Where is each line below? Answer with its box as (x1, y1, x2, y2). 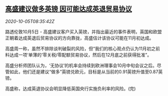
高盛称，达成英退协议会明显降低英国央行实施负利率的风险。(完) (5, 85, 136, 91)
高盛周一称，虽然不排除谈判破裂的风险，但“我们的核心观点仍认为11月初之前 (5, 45, 160, 51)
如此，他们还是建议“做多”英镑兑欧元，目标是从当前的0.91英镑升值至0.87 (9, 68, 158, 74)
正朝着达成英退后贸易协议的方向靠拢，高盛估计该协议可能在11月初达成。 (5, 34, 154, 41)
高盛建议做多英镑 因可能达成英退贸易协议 (5, 4, 132, 13)
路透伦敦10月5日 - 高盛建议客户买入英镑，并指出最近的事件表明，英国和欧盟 (5, 28, 162, 34)
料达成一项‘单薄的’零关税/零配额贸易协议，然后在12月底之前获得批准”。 (5, 51, 152, 57)
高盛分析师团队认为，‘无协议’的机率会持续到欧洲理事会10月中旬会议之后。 (5, 62, 157, 68)
